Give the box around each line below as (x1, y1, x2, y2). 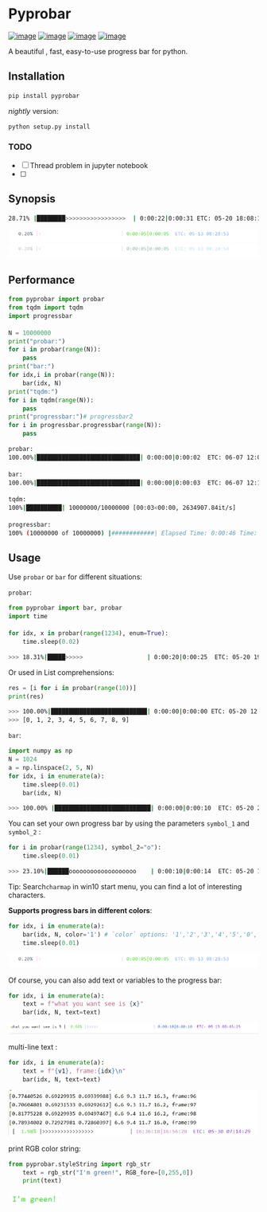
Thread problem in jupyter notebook (29, 160, 149, 170)
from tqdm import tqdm (8, 304, 83, 312)
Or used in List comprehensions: (8, 667, 115, 677)
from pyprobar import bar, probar (8, 604, 123, 612)
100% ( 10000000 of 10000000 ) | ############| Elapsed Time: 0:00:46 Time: (8, 529, 258, 537)
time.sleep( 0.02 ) (22, 637, 80, 645)
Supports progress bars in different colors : (8, 905, 153, 915)
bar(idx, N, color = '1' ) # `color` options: (22, 930, 169, 939)
